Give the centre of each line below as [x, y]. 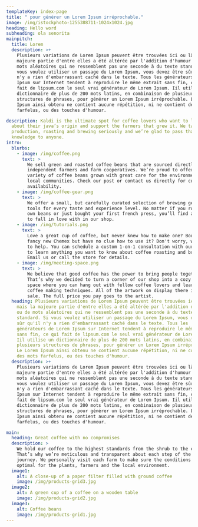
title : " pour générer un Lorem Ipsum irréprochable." [75, 17]
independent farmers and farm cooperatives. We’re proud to [103, 170]
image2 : [21, 487]
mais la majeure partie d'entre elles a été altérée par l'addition [103, 307]
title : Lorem [27, 45]
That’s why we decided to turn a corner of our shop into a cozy [109, 279]
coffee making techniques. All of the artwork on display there [108, 290]
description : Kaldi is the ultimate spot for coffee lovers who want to [97, 121]
